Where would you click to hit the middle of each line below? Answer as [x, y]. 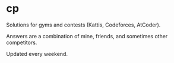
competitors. [22, 42]
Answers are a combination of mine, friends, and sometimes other [87, 36]
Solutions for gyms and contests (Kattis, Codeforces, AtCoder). [83, 25]
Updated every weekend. [37, 54]
